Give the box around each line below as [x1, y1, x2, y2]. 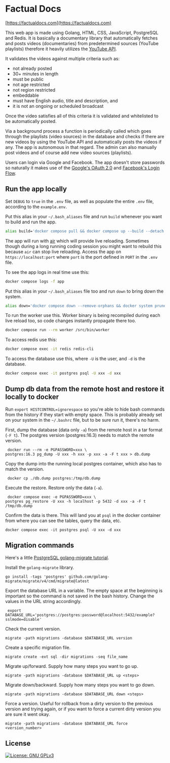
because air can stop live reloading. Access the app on [5, 249, 121, 255]
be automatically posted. [5, 118, 57, 124]
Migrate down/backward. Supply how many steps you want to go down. [5, 681, 155, 688]
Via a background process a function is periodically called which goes [5, 128, 152, 134]
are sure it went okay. [5, 711, 50, 717]
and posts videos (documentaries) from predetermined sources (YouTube [5, 40, 159, 46]
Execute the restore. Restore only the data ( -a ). [5, 485, 103, 491]
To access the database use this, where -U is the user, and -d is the [5, 355, 146, 362]
